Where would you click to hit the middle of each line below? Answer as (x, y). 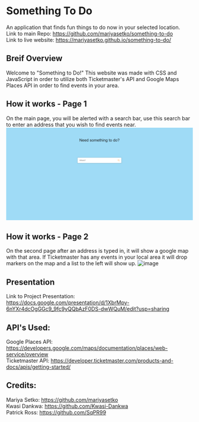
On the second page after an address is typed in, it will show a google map (97, 251)
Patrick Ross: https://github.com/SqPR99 (56, 412)
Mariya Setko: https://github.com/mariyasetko (62, 400)
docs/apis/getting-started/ (38, 367)
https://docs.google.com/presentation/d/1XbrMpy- (68, 302)
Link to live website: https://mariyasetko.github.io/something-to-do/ (89, 40)
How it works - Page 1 (46, 104)
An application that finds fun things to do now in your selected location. (93, 27)
